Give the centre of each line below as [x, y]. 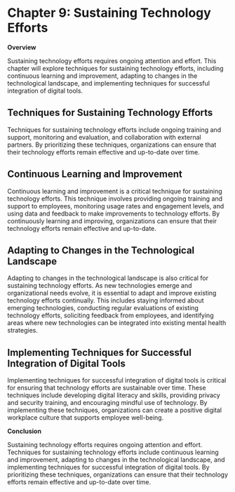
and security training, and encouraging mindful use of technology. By [107, 403]
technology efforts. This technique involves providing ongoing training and [115, 199]
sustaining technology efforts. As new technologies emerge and [100, 286]
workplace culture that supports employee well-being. [86, 418]
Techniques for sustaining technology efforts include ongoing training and [114, 129]
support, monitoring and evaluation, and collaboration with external [104, 137]
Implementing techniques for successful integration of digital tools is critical [117, 380]
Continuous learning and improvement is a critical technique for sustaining [115, 191]
